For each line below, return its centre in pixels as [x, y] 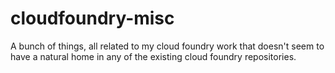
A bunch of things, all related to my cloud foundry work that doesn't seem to [167, 46]
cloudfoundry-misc [92, 18]
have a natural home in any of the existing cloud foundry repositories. [153, 56]
